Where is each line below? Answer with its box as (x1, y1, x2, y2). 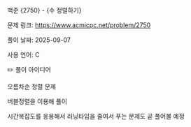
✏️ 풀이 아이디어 (7, 66, 51, 73)
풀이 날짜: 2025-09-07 (7, 36, 71, 44)
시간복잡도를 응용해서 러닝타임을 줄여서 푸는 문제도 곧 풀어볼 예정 (7, 112, 185, 120)
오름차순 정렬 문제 (7, 82, 56, 91)
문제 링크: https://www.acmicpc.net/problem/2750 (7, 21, 151, 29)
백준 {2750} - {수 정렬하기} (7, 6, 82, 14)
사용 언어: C (7, 51, 40, 59)
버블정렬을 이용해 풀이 (7, 97, 68, 105)
